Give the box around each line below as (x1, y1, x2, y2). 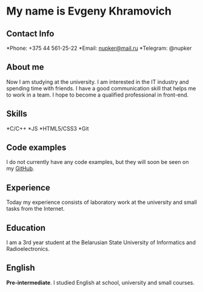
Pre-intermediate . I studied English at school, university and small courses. (6, 279, 195, 286)
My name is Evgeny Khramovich (6, 4, 171, 18)
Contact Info (6, 29, 55, 39)
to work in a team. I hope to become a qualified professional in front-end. (6, 91, 189, 98)
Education (6, 223, 46, 233)
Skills (6, 109, 27, 119)
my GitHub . (6, 165, 35, 172)
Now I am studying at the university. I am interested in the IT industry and (6, 78, 189, 86)
